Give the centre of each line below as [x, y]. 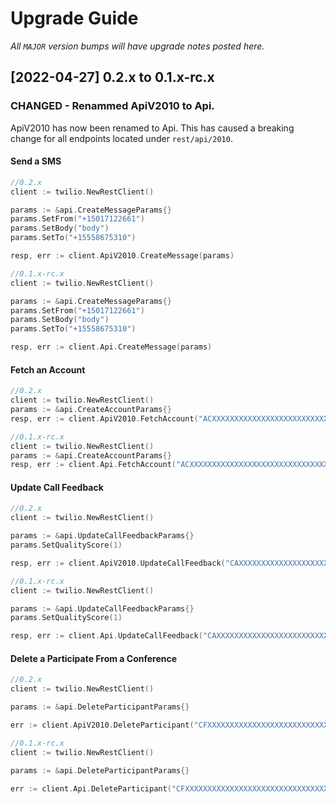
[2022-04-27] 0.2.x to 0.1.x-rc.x [112, 77]
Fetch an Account [48, 369]
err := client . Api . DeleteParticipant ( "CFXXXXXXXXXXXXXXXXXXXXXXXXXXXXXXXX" [171, 788]
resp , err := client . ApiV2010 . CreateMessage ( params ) [122, 256]
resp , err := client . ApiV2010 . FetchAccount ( [104, 418]
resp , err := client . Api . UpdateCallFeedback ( [106, 636]
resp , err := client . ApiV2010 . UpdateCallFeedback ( [118, 563]
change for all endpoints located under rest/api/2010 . [121, 138]
